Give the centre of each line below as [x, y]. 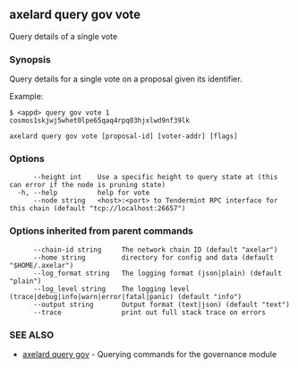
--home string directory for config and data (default [153, 257]
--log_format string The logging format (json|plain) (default [157, 273]
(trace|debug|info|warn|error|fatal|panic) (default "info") [126, 296]
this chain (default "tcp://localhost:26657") [98, 209]
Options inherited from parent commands [102, 231]
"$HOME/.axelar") [42, 265]
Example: [26, 97]
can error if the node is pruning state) [88, 185]
